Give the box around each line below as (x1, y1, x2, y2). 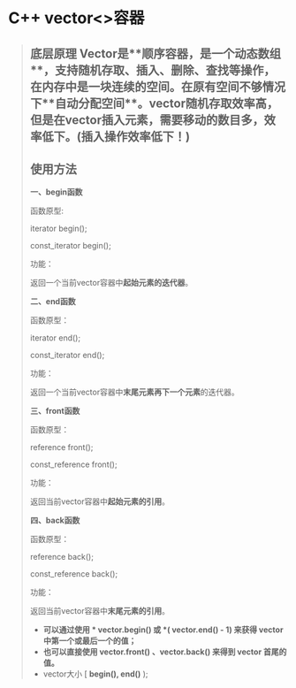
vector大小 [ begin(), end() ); (42, 669, 148, 679)
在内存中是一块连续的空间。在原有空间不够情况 (29, 79, 286, 94)
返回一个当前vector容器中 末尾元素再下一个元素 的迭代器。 (29, 386, 239, 398)
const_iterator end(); (29, 350, 105, 361)
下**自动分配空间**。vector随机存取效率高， (29, 96, 279, 111)
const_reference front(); (29, 459, 118, 470)
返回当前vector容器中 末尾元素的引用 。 (29, 606, 170, 616)
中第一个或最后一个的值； (42, 636, 137, 646)
